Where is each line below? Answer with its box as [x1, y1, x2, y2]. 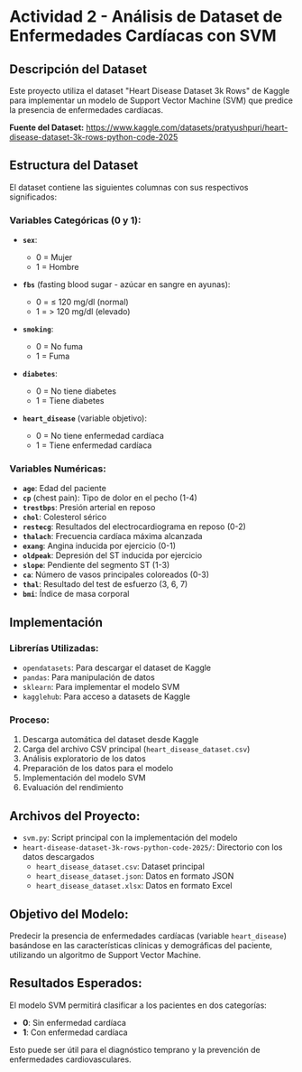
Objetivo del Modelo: [9, 906, 129, 922]
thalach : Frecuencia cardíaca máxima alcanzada [22, 531, 203, 542]
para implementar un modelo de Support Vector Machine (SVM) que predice [9, 95, 293, 106]
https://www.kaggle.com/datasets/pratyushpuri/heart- [85, 122, 288, 133]
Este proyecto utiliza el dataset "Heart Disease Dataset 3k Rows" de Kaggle [9, 86, 290, 96]
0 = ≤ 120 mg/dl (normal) [35, 296, 129, 308]
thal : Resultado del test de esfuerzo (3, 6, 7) [22, 579, 188, 590]
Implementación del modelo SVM [22, 772, 146, 783]
